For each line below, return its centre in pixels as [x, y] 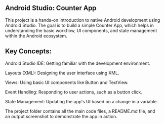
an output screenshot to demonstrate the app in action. [61, 116]
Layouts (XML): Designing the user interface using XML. [62, 73]
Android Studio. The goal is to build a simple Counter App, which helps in [80, 25]
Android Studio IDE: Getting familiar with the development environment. [78, 63]
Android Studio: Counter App [51, 8]
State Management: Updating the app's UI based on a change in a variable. [82, 101]
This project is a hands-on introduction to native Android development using [83, 20]
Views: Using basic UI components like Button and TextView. [67, 82]
